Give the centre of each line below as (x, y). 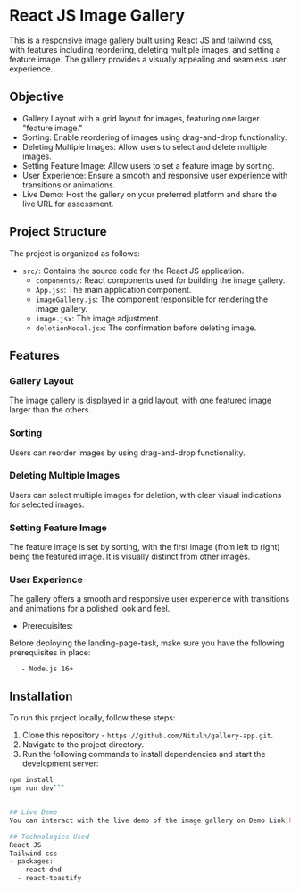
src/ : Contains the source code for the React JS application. (133, 271)
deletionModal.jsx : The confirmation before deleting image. (146, 328)
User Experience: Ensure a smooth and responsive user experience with (155, 175)
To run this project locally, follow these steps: (92, 718)
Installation (41, 696)
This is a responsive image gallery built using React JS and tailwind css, (142, 40)
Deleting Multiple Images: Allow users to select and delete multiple (145, 146)
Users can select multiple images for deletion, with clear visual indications (146, 495)
